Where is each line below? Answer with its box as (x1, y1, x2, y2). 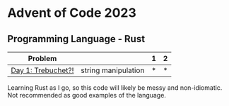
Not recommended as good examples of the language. (7, 91, 166, 99)
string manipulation (81, 65, 145, 75)
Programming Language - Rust (7, 33, 146, 45)
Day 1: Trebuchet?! (11, 65, 74, 75)
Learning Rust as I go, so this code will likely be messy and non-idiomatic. (7, 84, 223, 92)
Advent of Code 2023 (7, 5, 136, 21)
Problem (28, 54, 57, 63)
